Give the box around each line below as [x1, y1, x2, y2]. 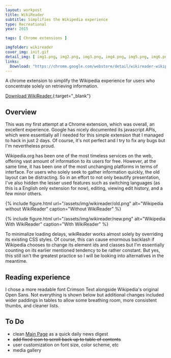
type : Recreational [5, 21, 47, 27]
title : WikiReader [5, 12, 44, 17]
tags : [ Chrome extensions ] [5, 36, 67, 41]
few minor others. [5, 190, 42, 197]
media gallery [12, 347, 42, 353]
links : [5, 59, 19, 64]
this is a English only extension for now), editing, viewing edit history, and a [5, 185, 163, 191]
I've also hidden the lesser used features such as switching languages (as [5, 180, 160, 186]
